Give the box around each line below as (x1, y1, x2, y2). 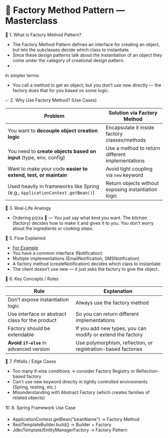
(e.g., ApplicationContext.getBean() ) (7, 189, 95, 196)
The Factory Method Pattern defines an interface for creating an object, (12, 41, 160, 47)
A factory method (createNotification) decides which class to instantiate (12, 260, 161, 267)
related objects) (12, 394, 45, 400)
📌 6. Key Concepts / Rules (5, 275, 59, 282)
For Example (12, 245, 38, 251)
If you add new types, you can (75, 325, 146, 332)
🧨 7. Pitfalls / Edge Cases (5, 358, 56, 364)
